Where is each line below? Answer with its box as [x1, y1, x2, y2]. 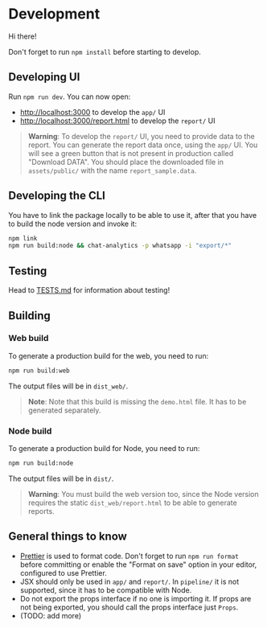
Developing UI [8, 70, 80, 84]
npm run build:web [8, 367, 70, 375]
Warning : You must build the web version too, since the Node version [27, 489, 259, 499]
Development [8, 5, 101, 23]
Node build [8, 425, 52, 437]
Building [8, 309, 51, 322]
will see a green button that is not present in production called [27, 148, 234, 158]
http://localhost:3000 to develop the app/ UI [19, 107, 166, 117]
